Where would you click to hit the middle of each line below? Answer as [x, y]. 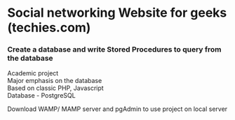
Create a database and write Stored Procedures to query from [115, 50]
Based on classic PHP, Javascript [55, 88]
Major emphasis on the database [55, 81]
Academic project [33, 73]
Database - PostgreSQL [41, 96]
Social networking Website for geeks [117, 13]
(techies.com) [49, 28]
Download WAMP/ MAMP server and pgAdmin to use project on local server [117, 109]
